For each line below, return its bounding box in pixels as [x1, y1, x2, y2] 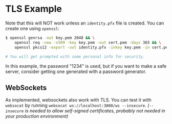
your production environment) [5, 113, 69, 119]
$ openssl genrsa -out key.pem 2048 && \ [5, 35, 95, 40]
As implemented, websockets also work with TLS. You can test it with [5, 97, 152, 103]
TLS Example [5, 3, 62, 15]
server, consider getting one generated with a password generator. [5, 68, 147, 75]
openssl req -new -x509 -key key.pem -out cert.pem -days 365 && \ [14, 40, 161, 45]
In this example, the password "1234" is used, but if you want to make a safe [5, 63, 167, 69]
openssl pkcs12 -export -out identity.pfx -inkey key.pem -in [14, 44, 150, 50]
